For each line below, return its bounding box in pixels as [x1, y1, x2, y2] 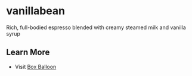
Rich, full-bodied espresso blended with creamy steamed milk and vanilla [6, 24, 186, 31]
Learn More [6, 47, 50, 58]
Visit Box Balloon [14, 63, 57, 70]
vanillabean [6, 4, 66, 18]
